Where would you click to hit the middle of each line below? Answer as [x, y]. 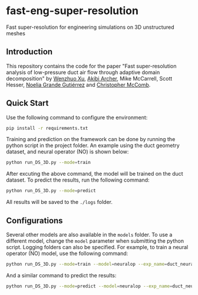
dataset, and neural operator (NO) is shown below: [67, 152]
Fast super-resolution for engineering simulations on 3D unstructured [90, 27]
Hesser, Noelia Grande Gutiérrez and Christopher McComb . [78, 85]
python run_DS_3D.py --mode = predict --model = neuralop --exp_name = [89, 286]
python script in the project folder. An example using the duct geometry [93, 146]
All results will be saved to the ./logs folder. [60, 202]
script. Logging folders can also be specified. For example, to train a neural [97, 247]
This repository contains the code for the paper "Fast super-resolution [91, 66]
